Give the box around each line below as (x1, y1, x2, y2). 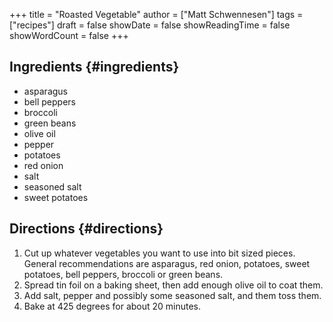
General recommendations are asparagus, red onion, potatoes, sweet (23, 257, 311, 269)
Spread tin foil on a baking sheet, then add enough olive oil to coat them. (23, 279, 324, 291)
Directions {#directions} (9, 220, 164, 238)
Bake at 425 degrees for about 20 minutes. (23, 300, 202, 312)
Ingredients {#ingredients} (9, 59, 180, 76)
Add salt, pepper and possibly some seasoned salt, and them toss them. (23, 289, 322, 301)
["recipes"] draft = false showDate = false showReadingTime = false (9, 19, 291, 31)
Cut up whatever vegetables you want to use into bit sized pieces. (23, 247, 296, 259)
